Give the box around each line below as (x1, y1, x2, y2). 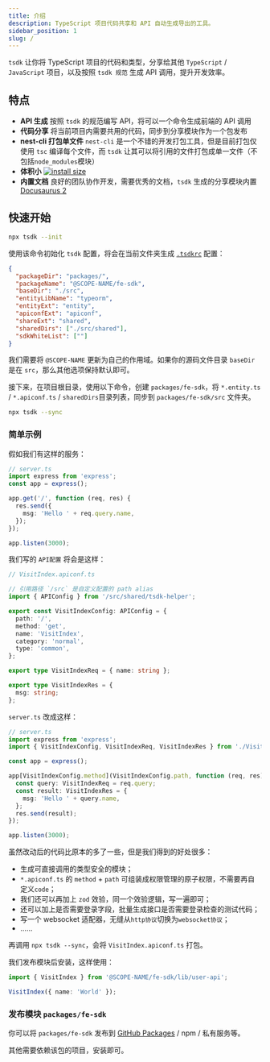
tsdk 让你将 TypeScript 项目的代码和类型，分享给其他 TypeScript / (8, 57, 227, 67)
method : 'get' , (15, 622, 67, 630)
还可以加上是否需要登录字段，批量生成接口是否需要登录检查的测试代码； (19, 904, 260, 915)
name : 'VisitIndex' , (15, 629, 84, 637)
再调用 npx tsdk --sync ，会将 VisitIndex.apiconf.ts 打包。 (8, 940, 207, 950)
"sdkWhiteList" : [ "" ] (15, 332, 88, 340)
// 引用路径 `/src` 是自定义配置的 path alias (8, 585, 154, 593)
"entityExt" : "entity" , (15, 302, 95, 310)
